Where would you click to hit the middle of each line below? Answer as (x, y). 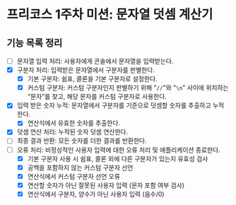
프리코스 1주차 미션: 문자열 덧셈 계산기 (110, 14)
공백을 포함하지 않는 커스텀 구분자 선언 (80, 168)
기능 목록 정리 (35, 43)
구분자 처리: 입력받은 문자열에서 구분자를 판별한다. (85, 70)
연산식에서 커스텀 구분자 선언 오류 (74, 176)
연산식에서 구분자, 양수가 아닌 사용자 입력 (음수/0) (96, 194)
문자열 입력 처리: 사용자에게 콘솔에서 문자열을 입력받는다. (95, 61)
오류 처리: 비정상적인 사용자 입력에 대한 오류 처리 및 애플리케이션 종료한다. (118, 150)
